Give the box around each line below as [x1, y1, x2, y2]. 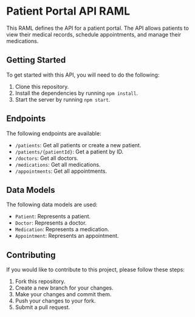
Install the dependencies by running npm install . [15, 89, 139, 97]
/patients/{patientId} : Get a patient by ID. [15, 148, 123, 155]
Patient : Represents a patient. [15, 213, 91, 220]
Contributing [6, 249, 56, 260]
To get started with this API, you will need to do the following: [6, 71, 160, 78]
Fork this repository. [15, 278, 66, 285]
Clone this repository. [15, 83, 69, 90]
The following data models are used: [6, 201, 98, 208]
